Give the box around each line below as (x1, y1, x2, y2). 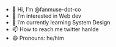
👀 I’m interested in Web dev (12, 12, 81, 20)
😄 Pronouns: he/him (12, 34, 64, 42)
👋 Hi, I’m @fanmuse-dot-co (12, 6, 81, 13)
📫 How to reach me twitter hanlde (12, 26, 99, 33)
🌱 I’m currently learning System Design (12, 19, 111, 26)
